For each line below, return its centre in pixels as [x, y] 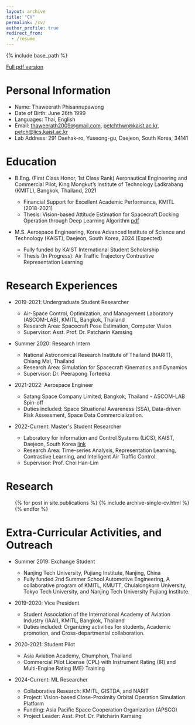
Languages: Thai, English [45, 119]
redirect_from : [25, 33]
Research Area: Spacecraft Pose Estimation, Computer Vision [97, 326]
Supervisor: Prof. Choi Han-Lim [61, 463]
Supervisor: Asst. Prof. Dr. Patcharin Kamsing [78, 332]
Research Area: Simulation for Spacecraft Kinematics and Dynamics [105, 367]
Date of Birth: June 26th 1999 [50, 113]
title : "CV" [20, 17]
